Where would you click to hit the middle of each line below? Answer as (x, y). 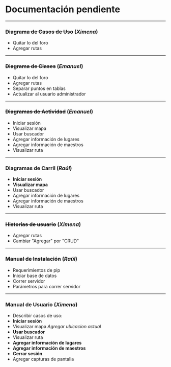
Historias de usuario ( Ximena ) (43, 224)
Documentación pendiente (63, 9)
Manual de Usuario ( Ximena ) (41, 304)
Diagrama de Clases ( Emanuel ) (44, 66)
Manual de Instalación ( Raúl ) (41, 259)
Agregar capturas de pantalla (43, 359)
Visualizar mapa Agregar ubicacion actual (57, 327)
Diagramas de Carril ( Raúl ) (39, 168)
